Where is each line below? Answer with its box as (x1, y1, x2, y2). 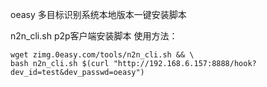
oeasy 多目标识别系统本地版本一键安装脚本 (10, 9, 187, 20)
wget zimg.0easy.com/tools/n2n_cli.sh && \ (10, 50, 195, 60)
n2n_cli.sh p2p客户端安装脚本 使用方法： (10, 30, 178, 42)
